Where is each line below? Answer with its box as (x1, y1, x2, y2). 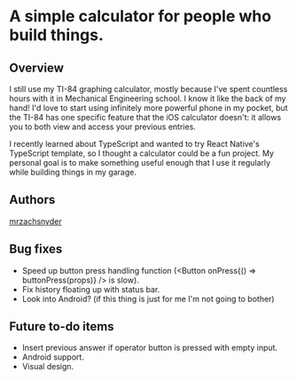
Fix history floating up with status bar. (21, 283, 160, 294)
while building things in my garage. (9, 167, 137, 177)
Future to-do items (9, 319, 114, 334)
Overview (9, 60, 65, 75)
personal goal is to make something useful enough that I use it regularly (9, 158, 271, 167)
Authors (9, 192, 56, 207)
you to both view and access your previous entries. (9, 121, 197, 132)
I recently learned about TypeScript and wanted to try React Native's (9, 139, 260, 149)
